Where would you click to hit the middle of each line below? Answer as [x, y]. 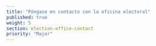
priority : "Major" [29, 34]
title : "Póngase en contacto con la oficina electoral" [78, 12]
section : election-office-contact [50, 28]
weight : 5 [19, 23]
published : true [27, 17]
